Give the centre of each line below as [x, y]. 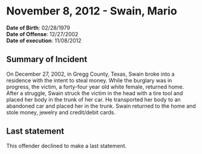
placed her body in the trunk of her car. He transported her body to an [94, 99]
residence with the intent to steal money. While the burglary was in [89, 80]
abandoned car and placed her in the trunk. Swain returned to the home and [101, 106]
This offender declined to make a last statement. [67, 146]
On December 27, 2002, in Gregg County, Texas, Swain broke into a [90, 74]
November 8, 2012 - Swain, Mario [92, 11]
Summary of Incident [47, 59]
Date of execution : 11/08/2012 [44, 40]
